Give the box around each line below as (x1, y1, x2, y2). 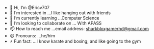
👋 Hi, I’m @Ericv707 (9, 5, 50, 10)
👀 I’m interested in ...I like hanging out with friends (9, 10, 111, 16)
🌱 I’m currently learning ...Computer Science (9, 15, 100, 21)
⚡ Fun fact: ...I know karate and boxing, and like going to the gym (9, 38, 141, 44)
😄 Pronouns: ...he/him (9, 33, 55, 39)
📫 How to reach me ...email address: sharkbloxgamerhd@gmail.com (9, 26, 149, 31)
